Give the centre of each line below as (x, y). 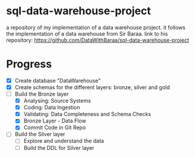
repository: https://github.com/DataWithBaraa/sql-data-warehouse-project (97, 40)
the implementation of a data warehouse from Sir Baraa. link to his (87, 33)
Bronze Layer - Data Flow (55, 121)
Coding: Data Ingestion (52, 108)
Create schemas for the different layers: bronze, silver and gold (92, 87)
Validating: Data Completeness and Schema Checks (87, 114)
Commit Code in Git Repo (55, 128)
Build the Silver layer (40, 134)
